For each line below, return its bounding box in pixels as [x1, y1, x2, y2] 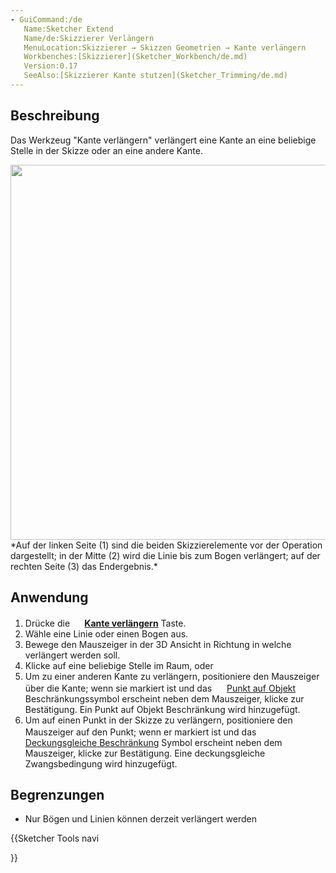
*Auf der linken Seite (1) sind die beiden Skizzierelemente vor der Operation [10, 539, 323, 551]
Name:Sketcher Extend [23, 24, 114, 34]
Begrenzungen [10, 786, 105, 803]
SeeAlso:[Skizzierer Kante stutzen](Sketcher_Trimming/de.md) [23, 71, 288, 81]
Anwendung [10, 589, 89, 606]
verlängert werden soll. [24, 649, 121, 661]
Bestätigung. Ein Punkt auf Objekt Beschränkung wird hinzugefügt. [24, 703, 301, 715]
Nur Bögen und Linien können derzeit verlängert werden [24, 813, 257, 825]
